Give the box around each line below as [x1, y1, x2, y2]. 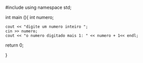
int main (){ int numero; [5, 14, 54, 20]
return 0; [5, 42, 24, 48]
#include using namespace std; [5, 5, 72, 10]
